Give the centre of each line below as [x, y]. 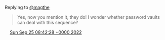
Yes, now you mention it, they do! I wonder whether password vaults [88, 17]
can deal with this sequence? [48, 23]
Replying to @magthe [27, 7]
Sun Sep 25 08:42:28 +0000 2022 [46, 32]
